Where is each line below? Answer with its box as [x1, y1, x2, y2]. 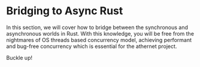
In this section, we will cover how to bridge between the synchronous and [6, 24, 189, 31]
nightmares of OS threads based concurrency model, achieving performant [6, 36, 192, 43]
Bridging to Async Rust [6, 4, 123, 18]
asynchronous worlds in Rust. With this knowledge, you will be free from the [6, 30, 195, 37]
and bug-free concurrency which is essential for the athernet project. [6, 43, 177, 50]
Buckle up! [6, 54, 33, 61]
